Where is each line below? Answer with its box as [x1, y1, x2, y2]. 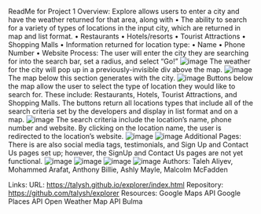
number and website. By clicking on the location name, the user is [8, 123, 222, 132]
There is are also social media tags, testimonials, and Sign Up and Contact [8, 140, 249, 149]
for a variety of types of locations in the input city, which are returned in [8, 24, 241, 32]
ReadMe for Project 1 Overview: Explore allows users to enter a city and [8, 7, 240, 16]
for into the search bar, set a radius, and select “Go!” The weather [8, 56, 251, 66]
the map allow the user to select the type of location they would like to [8, 82, 236, 91]
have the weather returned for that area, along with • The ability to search [8, 15, 248, 24]
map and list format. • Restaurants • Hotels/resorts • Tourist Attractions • [8, 31, 246, 41]
